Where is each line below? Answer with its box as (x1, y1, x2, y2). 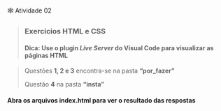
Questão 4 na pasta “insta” (24, 80, 105, 89)
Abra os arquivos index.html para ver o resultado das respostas (7, 96, 196, 104)
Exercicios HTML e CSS (24, 26, 106, 36)
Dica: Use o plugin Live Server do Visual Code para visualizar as (24, 43, 214, 52)
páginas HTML (24, 51, 69, 59)
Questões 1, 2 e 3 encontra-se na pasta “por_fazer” (24, 66, 175, 75)
